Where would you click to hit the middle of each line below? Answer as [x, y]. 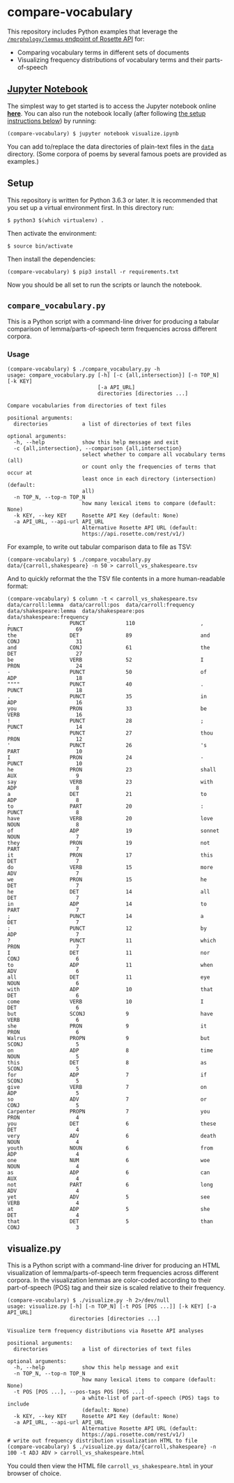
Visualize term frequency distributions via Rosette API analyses [106, 1331]
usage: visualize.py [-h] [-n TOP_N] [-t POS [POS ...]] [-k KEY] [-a [112, 1307]
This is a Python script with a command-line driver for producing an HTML [114, 1265]
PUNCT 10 [45, 763]
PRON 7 [43, 947]
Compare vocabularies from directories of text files [87, 405]
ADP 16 [45, 702]
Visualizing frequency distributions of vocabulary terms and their [110, 59]
